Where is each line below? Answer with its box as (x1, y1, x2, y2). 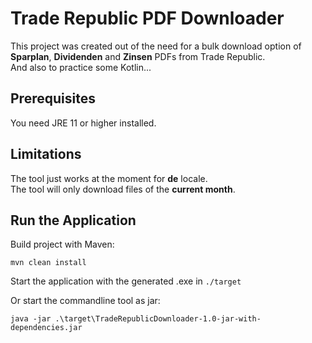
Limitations (10, 146, 82, 163)
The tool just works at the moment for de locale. (10, 172, 208, 184)
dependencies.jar (10, 323, 83, 333)
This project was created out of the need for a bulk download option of (10, 40, 302, 52)
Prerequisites (10, 90, 96, 107)
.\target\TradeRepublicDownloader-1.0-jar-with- (54, 314, 262, 324)
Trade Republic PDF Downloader (10, 7, 285, 30)
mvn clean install (10, 258, 87, 268)
